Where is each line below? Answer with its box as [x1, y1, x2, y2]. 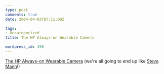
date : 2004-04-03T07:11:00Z [5, 17, 65, 22]
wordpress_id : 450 [5, 44, 44, 49]
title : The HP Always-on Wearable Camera [5, 35, 94, 40]
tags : [5, 26, 17, 31]
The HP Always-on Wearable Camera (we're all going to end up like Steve [5, 58, 159, 64]
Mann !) [5, 63, 20, 69]
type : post [5, 7, 28, 13]
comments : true [5, 12, 37, 17]
